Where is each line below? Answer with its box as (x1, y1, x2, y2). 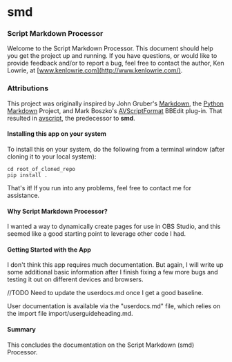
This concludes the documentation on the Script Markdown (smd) (7, 341, 195, 349)
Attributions (7, 83, 49, 93)
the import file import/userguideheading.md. (7, 310, 133, 318)
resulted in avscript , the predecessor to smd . (7, 114, 136, 122)
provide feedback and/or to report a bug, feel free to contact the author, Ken (7, 59, 224, 68)
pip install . (7, 172, 48, 179)
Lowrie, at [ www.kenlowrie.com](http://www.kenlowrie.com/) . (7, 66, 183, 74)
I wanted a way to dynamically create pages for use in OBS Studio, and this (7, 222, 221, 231)
